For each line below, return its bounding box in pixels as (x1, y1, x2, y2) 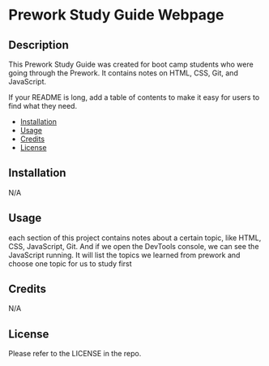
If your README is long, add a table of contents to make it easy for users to (8, 93, 260, 102)
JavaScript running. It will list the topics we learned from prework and (8, 250, 241, 260)
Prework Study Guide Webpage (8, 6, 224, 24)
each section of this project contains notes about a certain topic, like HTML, (8, 233, 262, 243)
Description (8, 38, 69, 52)
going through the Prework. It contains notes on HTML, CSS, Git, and (8, 68, 239, 78)
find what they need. (8, 101, 78, 110)
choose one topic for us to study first (8, 258, 132, 269)
